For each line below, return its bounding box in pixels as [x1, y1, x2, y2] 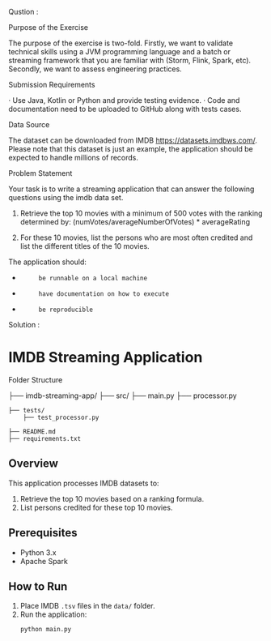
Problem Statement [8, 169, 73, 177]
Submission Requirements [8, 80, 95, 89]
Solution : [8, 320, 40, 329]
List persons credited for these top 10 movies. [19, 502, 173, 512]
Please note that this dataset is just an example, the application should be [8, 144, 253, 153]
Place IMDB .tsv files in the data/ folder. [19, 601, 155, 611]
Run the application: [19, 609, 87, 619]
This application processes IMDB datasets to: [8, 478, 159, 488]
